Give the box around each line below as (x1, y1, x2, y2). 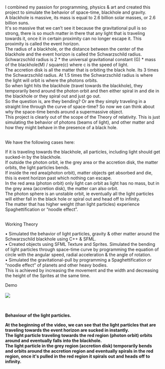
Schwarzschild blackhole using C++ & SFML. (5, 236, 97, 242)
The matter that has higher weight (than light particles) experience (5, 201, 140, 207)
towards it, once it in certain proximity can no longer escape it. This (5, 35, 142, 41)
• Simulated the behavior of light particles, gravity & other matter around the (5, 231, 160, 236)
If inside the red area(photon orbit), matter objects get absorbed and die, (5, 170, 153, 175)
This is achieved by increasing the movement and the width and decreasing (5, 268, 159, 273)
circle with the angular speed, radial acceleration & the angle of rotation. (5, 252, 152, 258)
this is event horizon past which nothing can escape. (5, 175, 112, 181)
